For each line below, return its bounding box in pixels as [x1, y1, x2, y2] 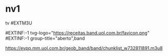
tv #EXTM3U [5, 20, 32, 26]
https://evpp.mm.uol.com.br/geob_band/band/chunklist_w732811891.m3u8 [5, 45, 163, 51]
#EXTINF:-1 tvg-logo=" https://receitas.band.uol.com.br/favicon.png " [5, 30, 150, 36]
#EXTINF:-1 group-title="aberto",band [5, 35, 85, 41]
